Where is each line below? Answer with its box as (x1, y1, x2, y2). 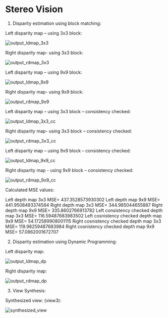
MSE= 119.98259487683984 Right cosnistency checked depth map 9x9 (5, 223, 155, 230)
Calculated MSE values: (5, 187, 54, 193)
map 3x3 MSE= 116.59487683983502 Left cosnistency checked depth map (5, 212, 162, 218)
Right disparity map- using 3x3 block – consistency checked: (5, 128, 132, 134)
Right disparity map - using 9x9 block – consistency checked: (5, 167, 134, 173)
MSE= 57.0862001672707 (5, 229, 59, 235)
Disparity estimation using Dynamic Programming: (12, 239, 117, 245)
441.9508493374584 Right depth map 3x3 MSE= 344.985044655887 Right (5, 202, 163, 208)
